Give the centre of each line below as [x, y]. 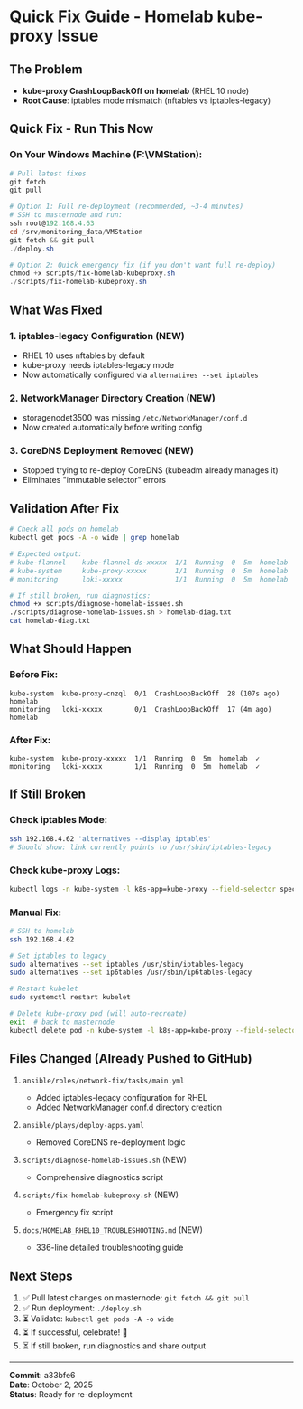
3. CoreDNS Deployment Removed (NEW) [101, 451]
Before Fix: [34, 675]
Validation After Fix [64, 508]
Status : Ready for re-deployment [71, 1395]
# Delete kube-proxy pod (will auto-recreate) [98, 1014]
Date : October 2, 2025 [51, 1385]
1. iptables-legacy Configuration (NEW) [97, 336]
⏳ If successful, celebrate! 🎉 [75, 1332]
